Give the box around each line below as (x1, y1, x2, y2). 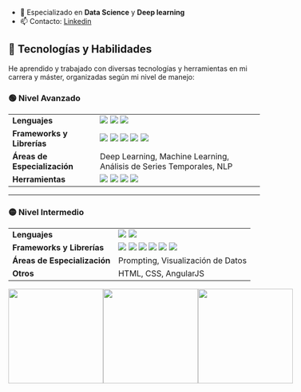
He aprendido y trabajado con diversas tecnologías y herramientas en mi (8, 64, 248, 73)
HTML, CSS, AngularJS (118, 268, 205, 279)
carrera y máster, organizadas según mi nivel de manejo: (8, 72, 195, 81)
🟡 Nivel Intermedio (8, 207, 85, 218)
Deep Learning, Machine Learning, (99, 151, 230, 163)
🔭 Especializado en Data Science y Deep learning (19, 8, 185, 17)
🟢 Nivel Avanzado (8, 92, 81, 104)
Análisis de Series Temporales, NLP (99, 161, 233, 172)
